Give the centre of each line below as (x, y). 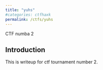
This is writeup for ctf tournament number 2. (52, 62)
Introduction (25, 49)
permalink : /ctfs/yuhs (29, 19)
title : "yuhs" (20, 10)
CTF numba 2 (20, 34)
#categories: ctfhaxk (28, 15)
